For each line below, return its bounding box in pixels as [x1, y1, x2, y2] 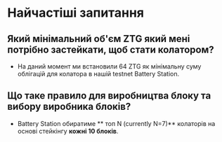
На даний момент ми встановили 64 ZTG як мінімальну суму [17, 62, 202, 71]
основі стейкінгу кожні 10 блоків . [17, 127, 119, 135]
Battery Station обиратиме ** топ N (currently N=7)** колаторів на [17, 119, 216, 127]
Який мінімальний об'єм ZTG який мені [7, 33, 190, 45]
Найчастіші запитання [7, 5, 144, 21]
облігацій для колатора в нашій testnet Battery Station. [17, 70, 180, 78]
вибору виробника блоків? [7, 101, 131, 113]
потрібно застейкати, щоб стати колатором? [7, 43, 214, 55]
